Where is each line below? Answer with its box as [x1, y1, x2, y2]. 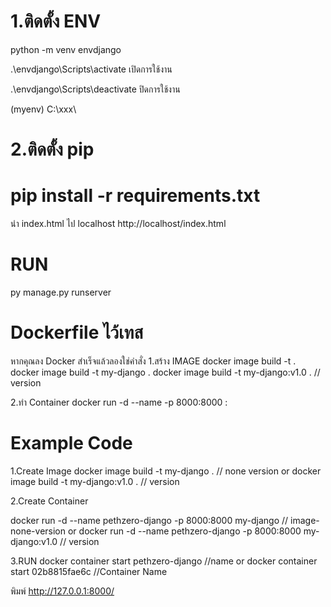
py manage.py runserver [10, 286, 112, 298]
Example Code [10, 432, 133, 455]
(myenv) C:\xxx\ [10, 103, 77, 115]
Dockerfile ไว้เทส [10, 321, 144, 344]
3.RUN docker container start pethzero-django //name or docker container [10, 555, 318, 567]
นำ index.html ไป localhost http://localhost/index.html [10, 218, 227, 230]
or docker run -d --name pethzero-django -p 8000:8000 [67, 525, 302, 537]
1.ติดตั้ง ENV [10, 10, 102, 33]
